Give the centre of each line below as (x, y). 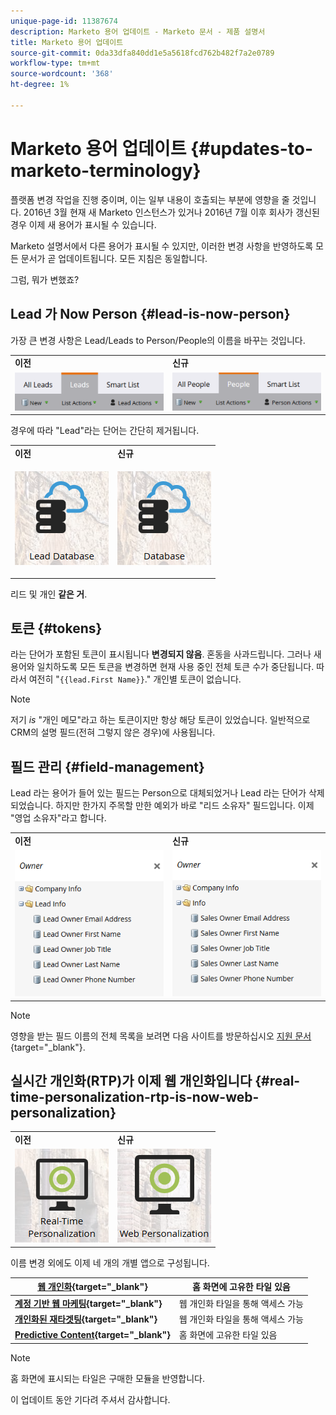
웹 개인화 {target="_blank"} (92, 1287)
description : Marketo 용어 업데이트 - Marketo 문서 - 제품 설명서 (138, 31)
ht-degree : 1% (40, 85)
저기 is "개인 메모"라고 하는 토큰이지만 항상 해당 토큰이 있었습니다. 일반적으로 (160, 720)
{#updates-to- (252, 148)
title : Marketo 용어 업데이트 (67, 42)
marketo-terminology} (106, 170)
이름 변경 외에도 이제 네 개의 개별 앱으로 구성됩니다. (110, 1262)
